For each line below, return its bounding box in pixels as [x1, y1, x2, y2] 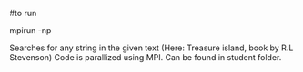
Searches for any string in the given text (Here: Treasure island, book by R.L [9, 42, 294, 53]
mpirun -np [9, 25, 52, 35]
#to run [9, 8, 37, 18]
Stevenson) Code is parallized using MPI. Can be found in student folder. [9, 52, 282, 62]
